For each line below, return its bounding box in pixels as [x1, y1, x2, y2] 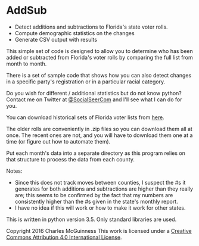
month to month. [6, 60, 47, 67]
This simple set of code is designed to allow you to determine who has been [6, 47, 194, 54]
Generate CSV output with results [14, 36, 97, 43]
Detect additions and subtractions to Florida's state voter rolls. [14, 23, 168, 30]
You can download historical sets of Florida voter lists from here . [6, 114, 165, 121]
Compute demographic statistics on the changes [14, 29, 135, 36]
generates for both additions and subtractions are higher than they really [14, 185, 194, 192]
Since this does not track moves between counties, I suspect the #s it [14, 179, 186, 186]
